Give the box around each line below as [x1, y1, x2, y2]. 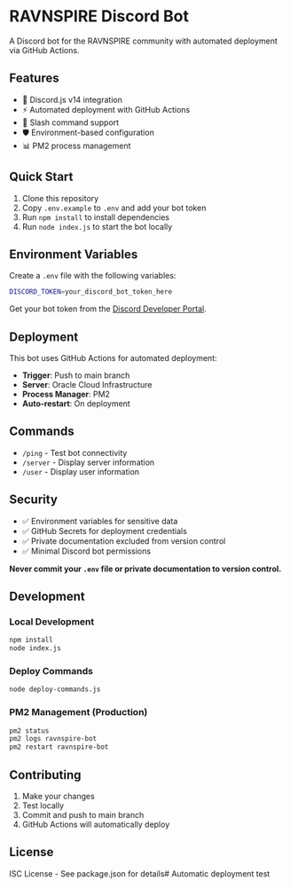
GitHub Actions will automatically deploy [21, 819, 170, 830]
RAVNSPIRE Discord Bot [9, 6, 189, 27]
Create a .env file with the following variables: [9, 271, 176, 281]
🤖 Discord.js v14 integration [21, 94, 122, 105]
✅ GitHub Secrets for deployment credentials [21, 525, 188, 536]
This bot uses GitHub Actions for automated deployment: [9, 353, 217, 364]
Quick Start [9, 169, 74, 185]
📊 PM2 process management [21, 140, 131, 151]
